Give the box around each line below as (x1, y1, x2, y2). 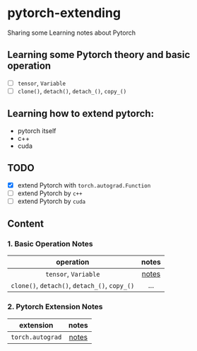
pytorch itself (17, 126, 56, 135)
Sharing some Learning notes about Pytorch (7, 28, 136, 37)
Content (7, 218, 44, 230)
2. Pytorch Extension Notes (7, 302, 104, 312)
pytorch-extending (7, 5, 121, 21)
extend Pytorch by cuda (17, 197, 86, 205)
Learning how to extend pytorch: (7, 108, 154, 120)
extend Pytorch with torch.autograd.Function (17, 180, 151, 189)
